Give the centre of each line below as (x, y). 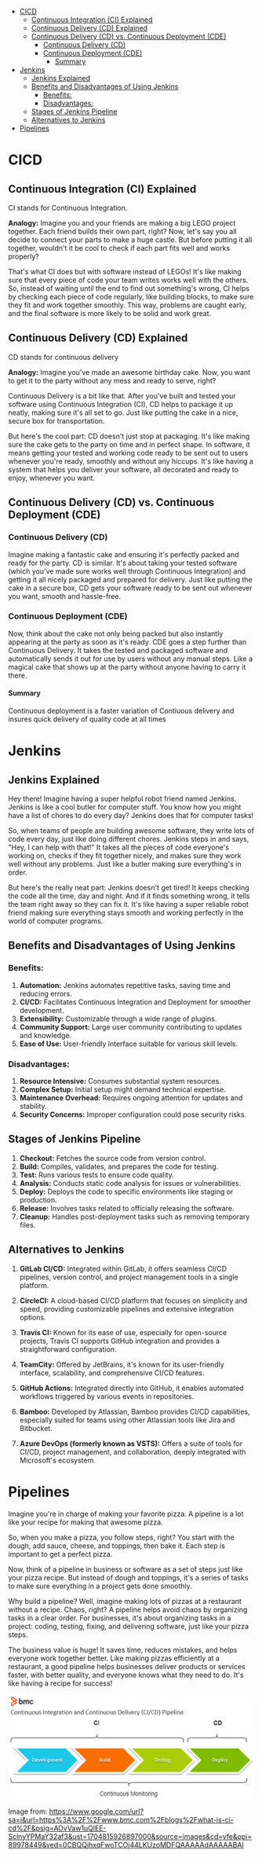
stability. (33, 1106)
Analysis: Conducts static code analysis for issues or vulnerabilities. (130, 1183)
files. (27, 1224)
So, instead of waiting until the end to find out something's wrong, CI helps (129, 288)
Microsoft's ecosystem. (57, 1460)
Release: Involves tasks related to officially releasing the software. (127, 1208)
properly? (24, 256)
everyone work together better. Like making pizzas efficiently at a (114, 1658)
